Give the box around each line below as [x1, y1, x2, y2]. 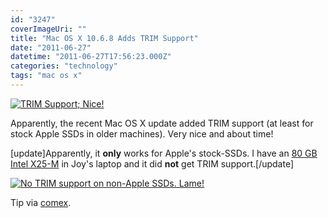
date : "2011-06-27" [10, 42, 92, 53]
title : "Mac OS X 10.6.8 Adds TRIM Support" [10, 33, 199, 43]
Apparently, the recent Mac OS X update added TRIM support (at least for [10, 117, 314, 129]
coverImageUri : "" [10, 24, 87, 34]
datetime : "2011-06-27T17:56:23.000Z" [10, 52, 172, 62]
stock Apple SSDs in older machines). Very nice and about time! [10, 127, 274, 140]
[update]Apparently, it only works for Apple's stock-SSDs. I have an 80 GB [10, 147, 318, 159]
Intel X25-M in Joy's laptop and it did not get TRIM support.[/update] [10, 157, 295, 170]
